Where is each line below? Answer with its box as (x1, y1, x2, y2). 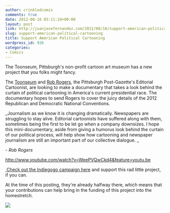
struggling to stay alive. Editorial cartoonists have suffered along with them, (5, 115, 162, 121)
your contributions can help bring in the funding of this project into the (5, 187, 152, 193)
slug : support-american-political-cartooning (5, 31, 103, 36)
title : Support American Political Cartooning (5, 36, 105, 41)
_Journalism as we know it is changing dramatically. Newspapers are (5, 110, 149, 116)
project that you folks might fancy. (5, 69, 77, 75)
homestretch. (5, 192, 33, 198)
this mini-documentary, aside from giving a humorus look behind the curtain (5, 126, 164, 132)
